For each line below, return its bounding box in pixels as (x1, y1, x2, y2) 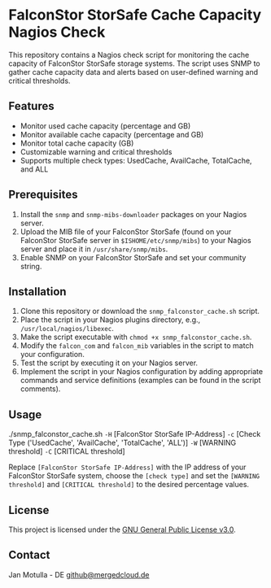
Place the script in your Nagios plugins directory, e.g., (20, 315, 201, 324)
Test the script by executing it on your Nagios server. (20, 358, 198, 368)
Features (8, 99, 55, 113)
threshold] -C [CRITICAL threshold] (8, 446, 125, 456)
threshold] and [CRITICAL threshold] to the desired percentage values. (8, 480, 250, 490)
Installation (8, 285, 67, 298)
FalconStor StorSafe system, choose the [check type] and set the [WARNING (8, 471, 260, 481)
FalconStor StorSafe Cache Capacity (8, 6, 262, 24)
